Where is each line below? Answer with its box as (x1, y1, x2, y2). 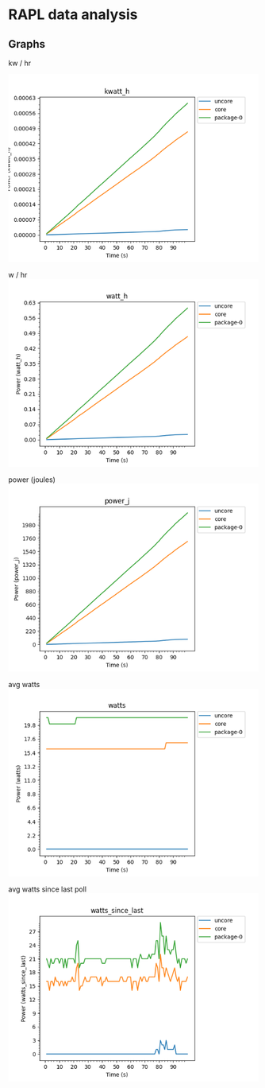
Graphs (8, 37, 46, 51)
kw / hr (8, 58, 32, 68)
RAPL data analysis (8, 6, 138, 24)
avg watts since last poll (8, 884, 87, 894)
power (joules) (8, 475, 56, 484)
